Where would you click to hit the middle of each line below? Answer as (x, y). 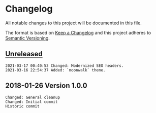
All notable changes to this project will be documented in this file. (74, 23)
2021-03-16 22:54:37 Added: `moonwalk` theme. (55, 70)
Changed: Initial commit (32, 102)
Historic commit (22, 106)
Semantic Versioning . (27, 38)
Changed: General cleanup (33, 97)
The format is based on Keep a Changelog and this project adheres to (78, 32)
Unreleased (24, 54)
